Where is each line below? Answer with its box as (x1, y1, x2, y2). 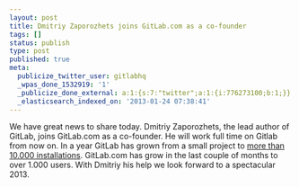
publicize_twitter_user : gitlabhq (17, 72, 146, 81)
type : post (9, 47, 50, 56)
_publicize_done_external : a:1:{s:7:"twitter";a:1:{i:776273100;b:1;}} (17, 88, 292, 97)
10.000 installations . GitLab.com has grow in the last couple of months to (9, 150, 278, 161)
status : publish (9, 38, 70, 48)
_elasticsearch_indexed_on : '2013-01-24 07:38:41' (17, 96, 211, 106)
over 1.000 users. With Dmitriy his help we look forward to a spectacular (9, 159, 277, 171)
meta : (9, 64, 30, 73)
